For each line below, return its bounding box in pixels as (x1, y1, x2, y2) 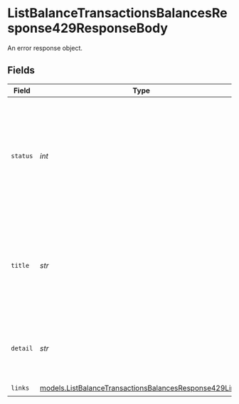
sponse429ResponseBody (7, 20, 169, 36)
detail (11, 344, 33, 352)
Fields (7, 64, 36, 76)
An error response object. (7, 43, 83, 52)
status (11, 152, 33, 160)
